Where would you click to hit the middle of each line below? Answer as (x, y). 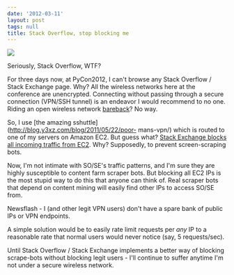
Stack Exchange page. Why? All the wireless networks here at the (102, 87)
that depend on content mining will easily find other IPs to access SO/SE (111, 188)
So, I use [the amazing (39, 123)
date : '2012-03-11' (36, 14)
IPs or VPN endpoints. (39, 216)
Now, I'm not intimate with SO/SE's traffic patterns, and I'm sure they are (111, 166)
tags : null (23, 26)
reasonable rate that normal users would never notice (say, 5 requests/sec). (116, 237)
